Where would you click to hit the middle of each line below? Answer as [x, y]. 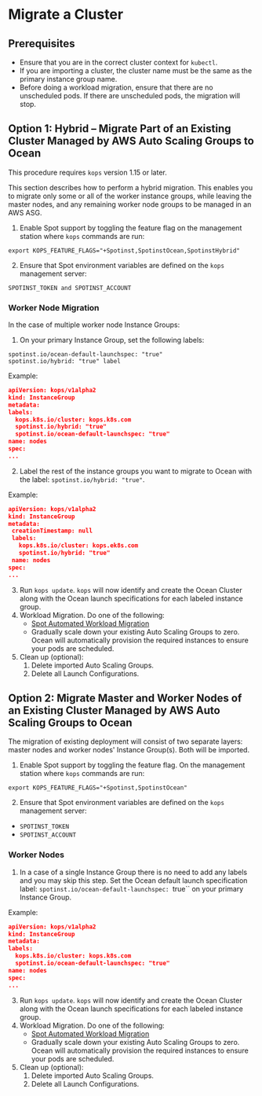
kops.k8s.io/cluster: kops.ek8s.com [78, 546]
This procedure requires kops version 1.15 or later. [87, 172]
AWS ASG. [25, 212]
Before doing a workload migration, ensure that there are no [116, 87]
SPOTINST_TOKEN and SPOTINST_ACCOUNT [70, 288]
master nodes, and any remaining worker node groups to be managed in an [130, 204]
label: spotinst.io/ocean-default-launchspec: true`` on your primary [131, 888]
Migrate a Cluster [66, 15]
